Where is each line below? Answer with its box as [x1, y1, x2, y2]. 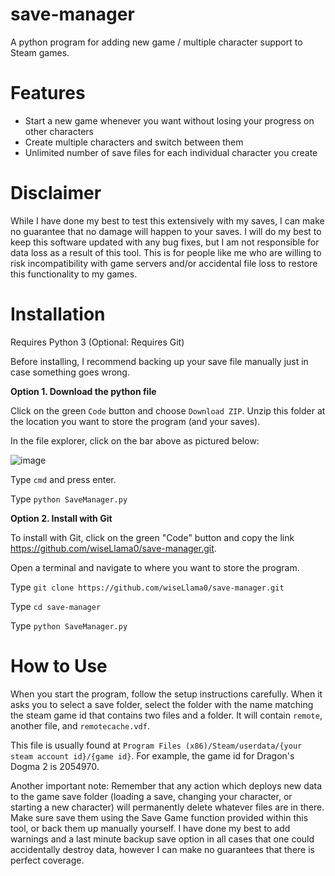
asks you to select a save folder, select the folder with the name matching [10, 698, 314, 710]
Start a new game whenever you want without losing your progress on [24, 114, 315, 127]
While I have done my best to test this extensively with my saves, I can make [10, 214, 325, 227]
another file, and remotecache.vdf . [10, 719, 150, 732]
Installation [10, 303, 106, 325]
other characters [24, 125, 94, 137]
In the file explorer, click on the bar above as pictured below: [10, 434, 260, 447]
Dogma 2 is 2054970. [10, 760, 100, 772]
